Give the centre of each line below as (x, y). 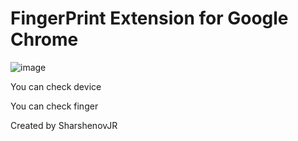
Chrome (44, 39)
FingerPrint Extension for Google (149, 18)
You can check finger (54, 106)
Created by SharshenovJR (64, 125)
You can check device (56, 86)
